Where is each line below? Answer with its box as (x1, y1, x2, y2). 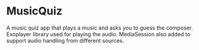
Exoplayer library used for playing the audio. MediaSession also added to (6, 30, 191, 37)
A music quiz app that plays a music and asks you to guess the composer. (6, 24, 193, 31)
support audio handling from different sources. (6, 37, 124, 44)
